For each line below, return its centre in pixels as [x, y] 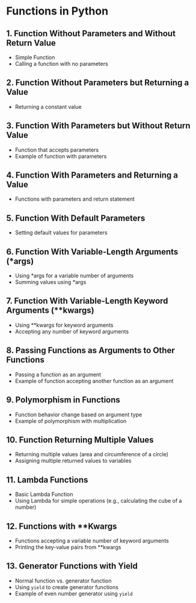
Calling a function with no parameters [61, 64]
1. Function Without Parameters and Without [91, 34]
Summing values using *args [51, 282]
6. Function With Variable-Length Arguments [92, 252]
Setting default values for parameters [61, 233]
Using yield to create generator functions [67, 587]
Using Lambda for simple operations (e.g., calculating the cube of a [98, 501]
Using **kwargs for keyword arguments [64, 325]
